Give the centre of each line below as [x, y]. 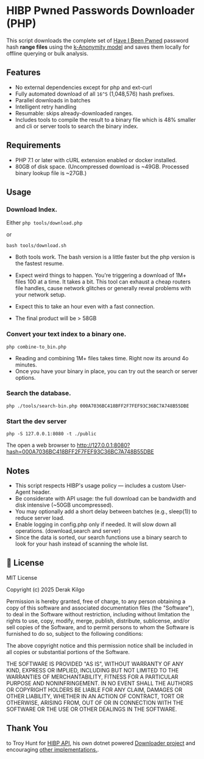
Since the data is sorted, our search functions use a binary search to [101, 537]
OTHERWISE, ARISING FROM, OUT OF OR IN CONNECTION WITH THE [95, 702]
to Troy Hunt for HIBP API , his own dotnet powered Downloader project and [101, 743]
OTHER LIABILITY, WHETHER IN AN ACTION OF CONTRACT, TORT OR [95, 696]
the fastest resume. [39, 263]
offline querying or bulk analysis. [47, 53]
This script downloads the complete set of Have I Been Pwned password [97, 40]
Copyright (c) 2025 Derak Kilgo [46, 590]
